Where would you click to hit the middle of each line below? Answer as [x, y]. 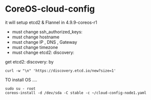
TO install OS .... [21, 80]
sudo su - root [20, 88]
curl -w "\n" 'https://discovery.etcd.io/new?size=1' [61, 71]
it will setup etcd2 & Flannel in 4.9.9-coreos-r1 [51, 22]
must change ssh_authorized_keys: [47, 32]
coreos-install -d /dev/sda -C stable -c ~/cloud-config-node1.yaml [76, 93]
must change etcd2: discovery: [43, 52]
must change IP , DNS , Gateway [45, 42]
